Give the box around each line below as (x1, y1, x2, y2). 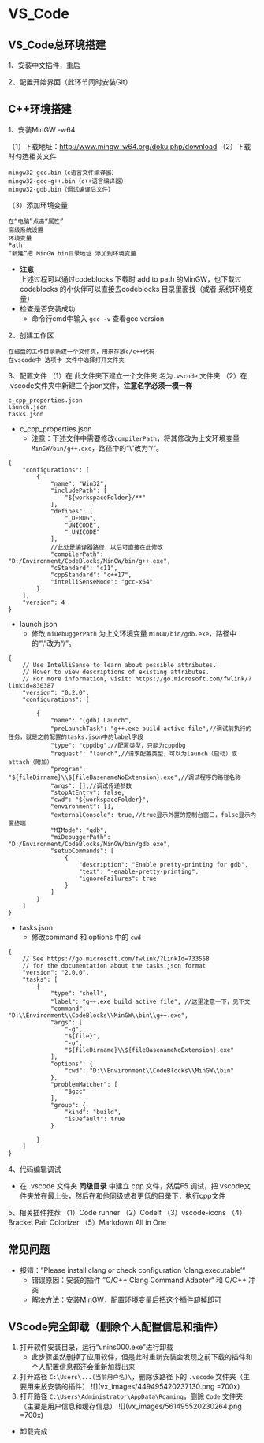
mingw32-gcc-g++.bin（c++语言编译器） (8, 177, 128, 185)
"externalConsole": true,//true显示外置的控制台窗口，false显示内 (50, 811, 256, 818)
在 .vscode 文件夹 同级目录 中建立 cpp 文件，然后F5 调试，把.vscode (19, 1180, 244, 1191)
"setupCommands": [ (50, 847, 114, 855)
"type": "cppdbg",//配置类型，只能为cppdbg (50, 741, 187, 749)
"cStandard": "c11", (50, 564, 118, 572)
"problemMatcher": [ (50, 1080, 118, 1088)
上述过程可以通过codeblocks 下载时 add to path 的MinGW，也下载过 (19, 274, 242, 284)
